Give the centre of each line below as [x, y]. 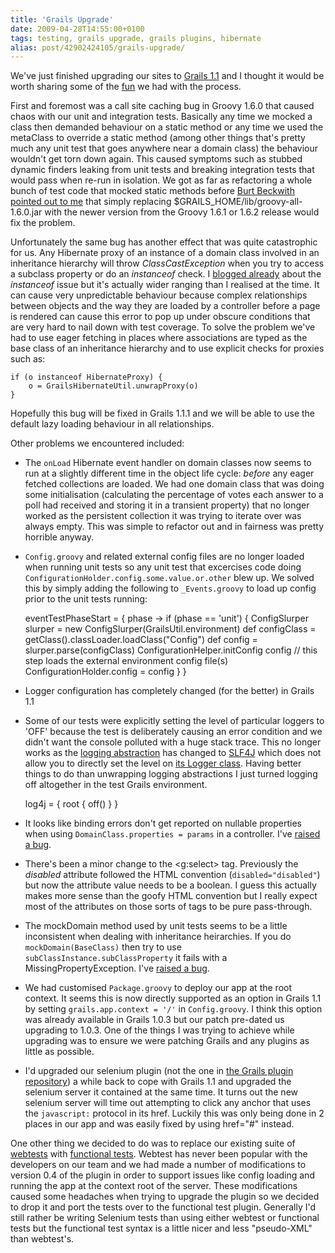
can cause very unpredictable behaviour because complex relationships [159, 295]
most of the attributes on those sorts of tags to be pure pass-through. [168, 907]
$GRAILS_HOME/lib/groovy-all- [238, 202]
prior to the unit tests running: [86, 599]
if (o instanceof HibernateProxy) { [86, 377]
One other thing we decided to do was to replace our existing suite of [153, 1143]
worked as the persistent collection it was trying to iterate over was [163, 516]
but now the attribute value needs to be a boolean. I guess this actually [170, 885]
